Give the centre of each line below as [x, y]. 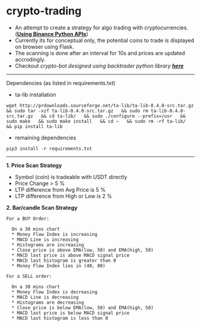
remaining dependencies [45, 137]
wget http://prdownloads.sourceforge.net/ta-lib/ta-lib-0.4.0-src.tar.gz [100, 105]
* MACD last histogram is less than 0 [60, 318]
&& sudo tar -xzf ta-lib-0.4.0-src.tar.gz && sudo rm [77, 111]
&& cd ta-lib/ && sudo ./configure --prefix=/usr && [113, 116]
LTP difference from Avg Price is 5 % [60, 189]
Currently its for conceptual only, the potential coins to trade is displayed [104, 40]
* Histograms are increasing [48, 245]
